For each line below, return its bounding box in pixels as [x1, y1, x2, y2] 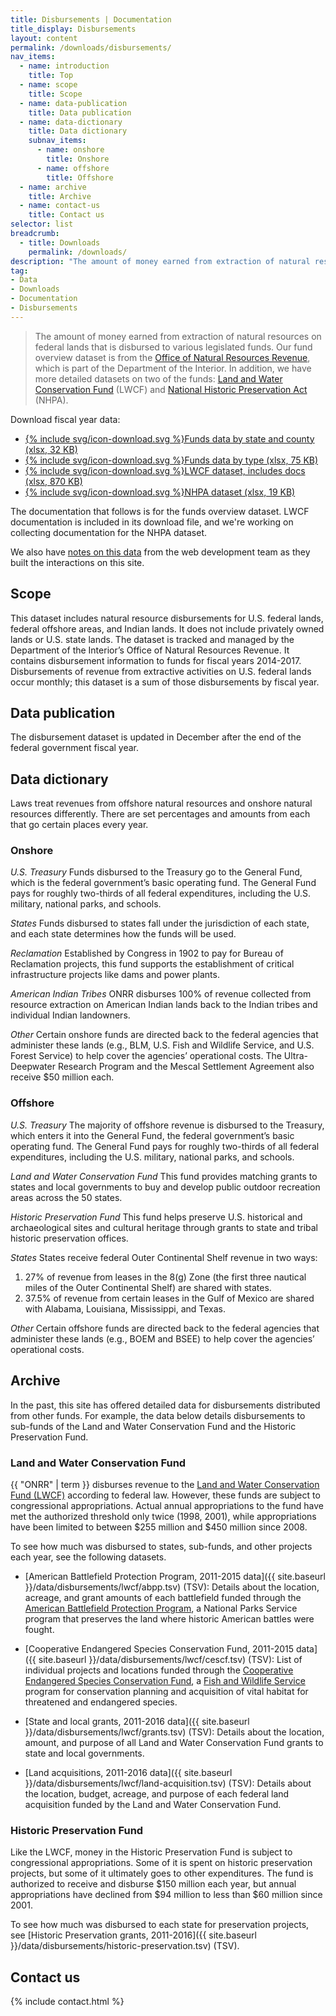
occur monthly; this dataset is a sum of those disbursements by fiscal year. [10, 676, 320, 688]
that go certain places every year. [10, 819, 149, 831]
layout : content [10, 33, 78, 43]
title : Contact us [28, 210, 105, 220]
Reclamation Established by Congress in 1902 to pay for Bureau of [10, 947, 284, 960]
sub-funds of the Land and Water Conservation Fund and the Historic [10, 1420, 297, 1432]
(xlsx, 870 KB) [24, 475, 83, 487]
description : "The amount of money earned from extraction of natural [10, 256, 311, 266]
